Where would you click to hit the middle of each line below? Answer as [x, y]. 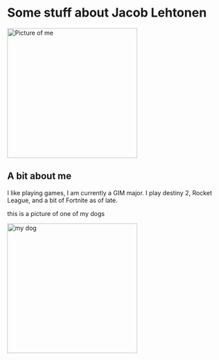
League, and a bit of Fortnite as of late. [62, 200]
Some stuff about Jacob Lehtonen [107, 13]
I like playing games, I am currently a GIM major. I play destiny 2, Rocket [110, 192]
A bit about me [39, 176]
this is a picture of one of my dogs [56, 213]
